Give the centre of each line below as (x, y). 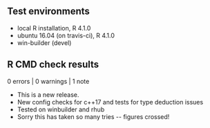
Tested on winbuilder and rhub (61, 109)
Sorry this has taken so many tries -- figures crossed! (93, 116)
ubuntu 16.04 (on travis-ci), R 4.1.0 (66, 35)
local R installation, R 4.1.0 (54, 28)
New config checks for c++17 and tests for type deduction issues (110, 102)
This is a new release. (48, 94)
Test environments (48, 11)
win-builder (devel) (44, 43)
